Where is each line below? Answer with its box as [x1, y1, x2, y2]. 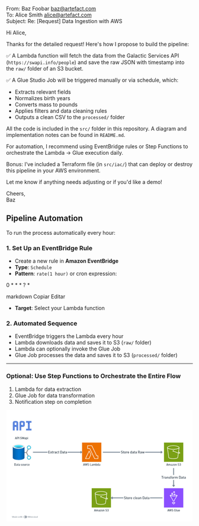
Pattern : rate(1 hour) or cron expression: [14, 270, 117, 278]
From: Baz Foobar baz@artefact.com [6, 5, 97, 12]
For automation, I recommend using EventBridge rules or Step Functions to [6, 143, 188, 150]
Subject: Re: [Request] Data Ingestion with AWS [6, 18, 123, 24]
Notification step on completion [14, 398, 92, 405]
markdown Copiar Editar [6, 293, 66, 300]
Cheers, [6, 190, 25, 197]
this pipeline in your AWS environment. [6, 167, 101, 174]
